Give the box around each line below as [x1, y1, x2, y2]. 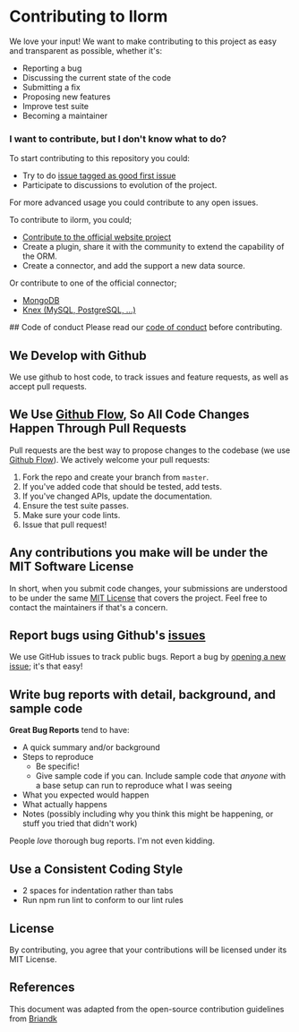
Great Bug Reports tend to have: [9, 725, 130, 736]
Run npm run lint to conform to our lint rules [21, 895, 184, 906]
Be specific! [35, 761, 80, 772]
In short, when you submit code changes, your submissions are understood [9, 583, 288, 593]
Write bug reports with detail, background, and [9, 687, 276, 702]
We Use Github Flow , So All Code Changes [9, 407, 250, 422]
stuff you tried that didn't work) [21, 818, 138, 829]
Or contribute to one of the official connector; [9, 277, 177, 288]
